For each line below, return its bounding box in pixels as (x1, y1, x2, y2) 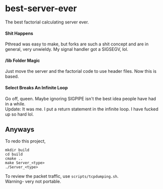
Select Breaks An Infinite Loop (5, 84, 68, 90)
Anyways (5, 125, 35, 133)
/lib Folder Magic (5, 57, 40, 63)
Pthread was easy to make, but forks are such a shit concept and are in (5, 41, 149, 47)
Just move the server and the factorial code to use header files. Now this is (5, 68, 157, 74)
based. (5, 74, 19, 80)
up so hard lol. (5, 111, 34, 117)
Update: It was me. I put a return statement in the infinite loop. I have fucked (5, 106, 159, 112)
